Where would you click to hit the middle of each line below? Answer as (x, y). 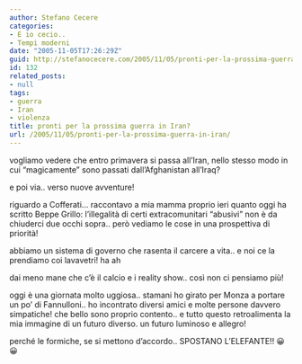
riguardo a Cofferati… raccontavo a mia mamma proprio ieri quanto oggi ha (148, 204)
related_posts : (38, 76)
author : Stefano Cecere (54, 18)
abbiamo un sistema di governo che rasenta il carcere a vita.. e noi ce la (142, 250)
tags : (19, 93)
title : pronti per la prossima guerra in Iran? (100, 127)
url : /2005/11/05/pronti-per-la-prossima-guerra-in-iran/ (120, 135)
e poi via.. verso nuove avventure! (72, 187)
